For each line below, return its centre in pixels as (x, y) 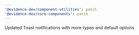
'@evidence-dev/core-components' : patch (46, 14)
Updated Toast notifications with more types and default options (69, 27)
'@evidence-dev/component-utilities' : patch (51, 9)
